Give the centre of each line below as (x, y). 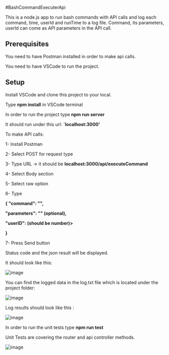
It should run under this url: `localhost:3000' (53, 124)
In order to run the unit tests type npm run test (54, 327)
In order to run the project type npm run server (55, 114)
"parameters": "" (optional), (36, 213)
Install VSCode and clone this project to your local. (58, 94)
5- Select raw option (27, 184)
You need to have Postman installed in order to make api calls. (71, 56)
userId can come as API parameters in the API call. (59, 28)
